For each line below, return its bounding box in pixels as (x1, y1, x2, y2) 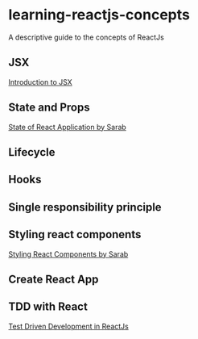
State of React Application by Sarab (8, 122, 126, 132)
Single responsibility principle (8, 200, 163, 214)
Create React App (8, 272, 99, 286)
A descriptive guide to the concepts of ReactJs (8, 32, 165, 42)
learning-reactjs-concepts (8, 6, 191, 24)
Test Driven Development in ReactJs (8, 321, 129, 331)
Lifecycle (8, 145, 56, 159)
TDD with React (8, 300, 89, 314)
